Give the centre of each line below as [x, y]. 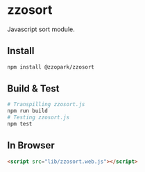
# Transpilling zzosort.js [46, 105]
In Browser [31, 145]
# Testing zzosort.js [39, 118]
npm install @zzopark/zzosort [51, 67]
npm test [20, 124]
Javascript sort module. [41, 29]
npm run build [28, 111]
